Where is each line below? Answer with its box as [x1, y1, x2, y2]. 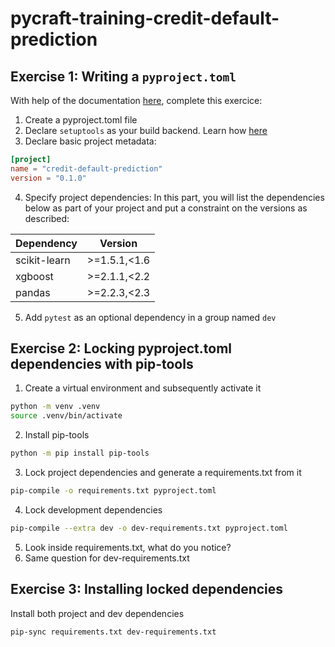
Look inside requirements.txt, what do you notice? [24, 541, 232, 553]
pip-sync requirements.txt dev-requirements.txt [10, 627, 217, 637]
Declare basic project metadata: [24, 135, 157, 147]
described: [24, 212, 70, 224]
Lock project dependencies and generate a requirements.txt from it [24, 467, 302, 479]
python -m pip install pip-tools [10, 448, 150, 459]
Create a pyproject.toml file [24, 114, 138, 126]
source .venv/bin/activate [10, 411, 123, 421]
